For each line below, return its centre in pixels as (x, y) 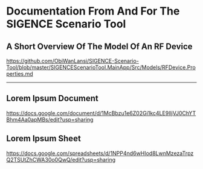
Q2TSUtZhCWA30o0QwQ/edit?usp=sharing (61, 159)
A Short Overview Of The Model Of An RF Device (99, 46)
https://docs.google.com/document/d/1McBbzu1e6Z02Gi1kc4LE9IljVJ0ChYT (101, 113)
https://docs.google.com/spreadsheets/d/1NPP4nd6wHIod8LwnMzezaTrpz (100, 153)
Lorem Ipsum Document (52, 98)
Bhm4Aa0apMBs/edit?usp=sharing (50, 119)
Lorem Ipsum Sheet (44, 138)
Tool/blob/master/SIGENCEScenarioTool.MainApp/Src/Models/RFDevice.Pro (101, 67)
